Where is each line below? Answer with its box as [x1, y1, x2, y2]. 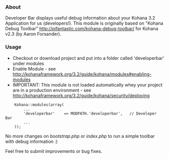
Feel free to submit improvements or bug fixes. [5, 148, 102, 154]
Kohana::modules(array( [14, 102, 65, 107]
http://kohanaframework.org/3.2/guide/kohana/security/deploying [12, 92, 150, 99]
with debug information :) [5, 138, 58, 144]
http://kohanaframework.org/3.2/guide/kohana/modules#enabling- [12, 71, 152, 77]
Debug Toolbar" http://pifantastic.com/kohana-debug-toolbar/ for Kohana [5, 26, 158, 32]
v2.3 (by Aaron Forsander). [5, 31, 62, 37]
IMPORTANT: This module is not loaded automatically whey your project [12, 82, 163, 88]
